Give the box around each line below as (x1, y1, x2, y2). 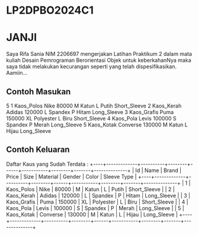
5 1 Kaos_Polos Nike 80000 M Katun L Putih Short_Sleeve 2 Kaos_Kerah (6, 102, 182, 109)
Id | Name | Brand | (135, 167, 182, 174)
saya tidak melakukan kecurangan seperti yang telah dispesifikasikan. (6, 63, 177, 70)
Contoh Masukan (6, 87, 71, 97)
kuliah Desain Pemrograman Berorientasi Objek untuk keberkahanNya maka (6, 57, 191, 64)
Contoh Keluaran (6, 145, 70, 155)
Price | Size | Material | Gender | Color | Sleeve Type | (6, 173, 137, 180)
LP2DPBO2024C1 (6, 4, 94, 17)
